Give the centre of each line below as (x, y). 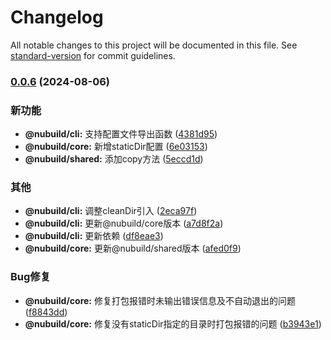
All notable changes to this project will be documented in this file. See (154, 45)
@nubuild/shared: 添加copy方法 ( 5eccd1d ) (114, 159)
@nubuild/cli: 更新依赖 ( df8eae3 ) (94, 236)
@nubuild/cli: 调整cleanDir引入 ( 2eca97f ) (111, 211)
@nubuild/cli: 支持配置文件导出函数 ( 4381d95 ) (121, 134)
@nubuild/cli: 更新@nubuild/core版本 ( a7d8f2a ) (124, 223)
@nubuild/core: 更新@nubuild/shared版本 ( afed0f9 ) (133, 248)
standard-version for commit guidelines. (93, 55)
